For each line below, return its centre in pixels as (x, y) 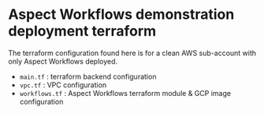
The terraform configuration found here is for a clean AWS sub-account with (132, 53)
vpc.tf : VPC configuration (63, 85)
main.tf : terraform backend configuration (88, 76)
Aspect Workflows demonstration (121, 15)
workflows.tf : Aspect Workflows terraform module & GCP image (125, 93)
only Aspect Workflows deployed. (63, 61)
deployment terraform (82, 31)
